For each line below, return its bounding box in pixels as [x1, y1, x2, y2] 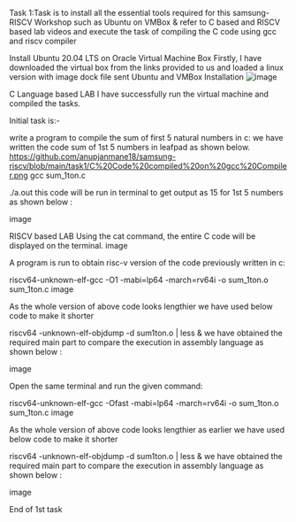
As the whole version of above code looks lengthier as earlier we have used [9, 425, 285, 434]
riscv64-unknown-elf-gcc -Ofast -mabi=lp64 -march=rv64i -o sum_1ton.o [9, 398, 279, 408]
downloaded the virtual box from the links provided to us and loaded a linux [9, 62, 285, 73]
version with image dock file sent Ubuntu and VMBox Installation [9, 72, 245, 82]
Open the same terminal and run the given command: [9, 380, 203, 391]
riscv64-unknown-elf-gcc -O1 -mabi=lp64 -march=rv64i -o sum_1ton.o [9, 274, 269, 285]
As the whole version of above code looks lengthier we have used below [9, 301, 274, 311]
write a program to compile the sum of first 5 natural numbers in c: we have [9, 133, 284, 142]
